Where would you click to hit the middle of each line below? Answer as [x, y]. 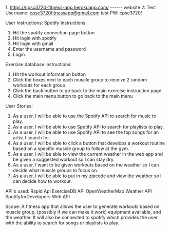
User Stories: [19, 106]
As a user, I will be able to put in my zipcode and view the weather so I [87, 176]
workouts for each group [39, 85]
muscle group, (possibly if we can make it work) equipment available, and [83, 212]
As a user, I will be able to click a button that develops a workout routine [89, 143]
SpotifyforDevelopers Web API [38, 196]
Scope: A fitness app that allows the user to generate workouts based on [82, 206]
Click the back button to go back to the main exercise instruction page [87, 91]
